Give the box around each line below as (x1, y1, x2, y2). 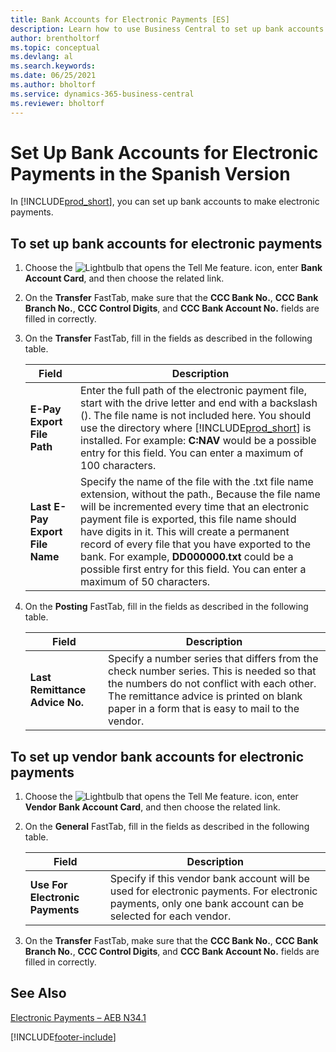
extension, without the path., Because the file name (80, 487, 321, 501)
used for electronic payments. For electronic (109, 884, 318, 898)
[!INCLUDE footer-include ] (10, 1031, 117, 1043)
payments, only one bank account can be (109, 897, 305, 911)
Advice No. (29, 696, 85, 710)
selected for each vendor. (109, 909, 232, 923)
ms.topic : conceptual (10, 42, 101, 53)
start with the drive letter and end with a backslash (80, 396, 318, 410)
